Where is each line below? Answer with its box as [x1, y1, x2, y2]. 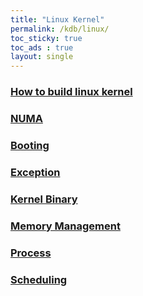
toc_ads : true [10, 42, 74, 53]
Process [10, 246, 52, 260]
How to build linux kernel [10, 85, 133, 99]
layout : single [10, 52, 74, 62]
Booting [10, 138, 50, 152]
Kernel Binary [10, 192, 78, 206]
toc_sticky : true [10, 33, 83, 43]
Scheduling [10, 272, 68, 286]
